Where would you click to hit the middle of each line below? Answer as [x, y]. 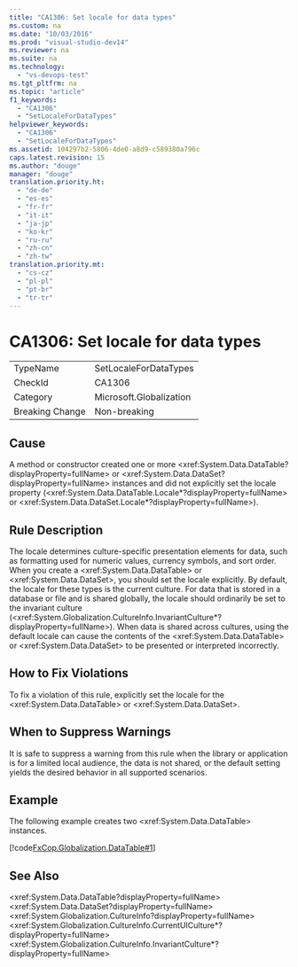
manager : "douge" [41, 174]
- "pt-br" [35, 289]
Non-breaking [125, 411]
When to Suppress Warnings [90, 732]
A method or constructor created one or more [93, 464]
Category [33, 397]
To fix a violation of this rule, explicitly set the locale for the [117, 694]
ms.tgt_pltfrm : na [43, 83]
